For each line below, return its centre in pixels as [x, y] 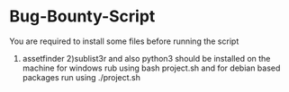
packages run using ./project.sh [81, 77]
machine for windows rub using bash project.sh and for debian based [151, 68]
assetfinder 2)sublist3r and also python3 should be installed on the [146, 58]
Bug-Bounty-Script [82, 17]
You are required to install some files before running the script [124, 41]
